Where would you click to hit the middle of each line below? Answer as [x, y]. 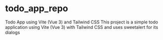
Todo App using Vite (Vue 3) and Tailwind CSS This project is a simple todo [81, 22]
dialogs [13, 32]
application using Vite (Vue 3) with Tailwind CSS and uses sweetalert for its [82, 27]
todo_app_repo [37, 9]
